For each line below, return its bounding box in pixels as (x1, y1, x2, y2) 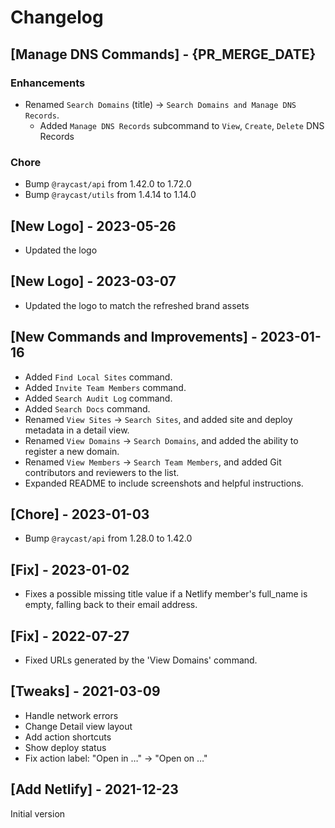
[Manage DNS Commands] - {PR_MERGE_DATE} (10, 46, 317, 63)
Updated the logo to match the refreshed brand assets (24, 299, 250, 311)
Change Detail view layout (24, 720, 133, 732)
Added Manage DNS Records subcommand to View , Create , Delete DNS (39, 119, 325, 131)
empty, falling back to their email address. (24, 599, 198, 611)
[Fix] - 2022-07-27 (10, 627, 130, 645)
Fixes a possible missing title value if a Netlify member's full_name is (24, 588, 308, 600)
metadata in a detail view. (24, 424, 130, 436)
